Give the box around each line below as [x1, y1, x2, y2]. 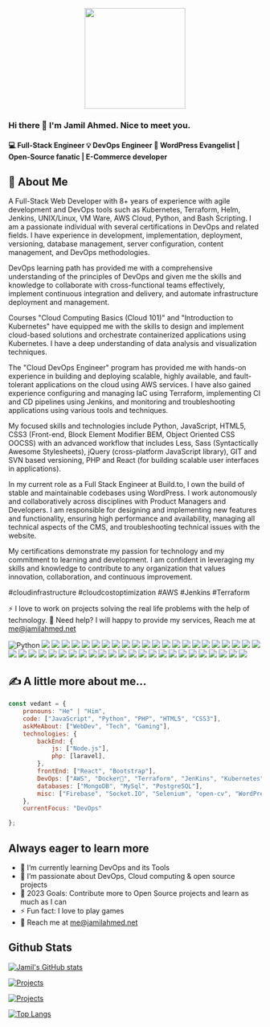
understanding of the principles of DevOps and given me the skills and [8, 272, 242, 282]
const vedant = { [8, 700, 67, 708]
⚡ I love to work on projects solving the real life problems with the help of [8, 604, 251, 613]
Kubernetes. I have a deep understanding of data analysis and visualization [8, 339, 257, 349]
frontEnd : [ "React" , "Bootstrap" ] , [37, 767, 157, 776]
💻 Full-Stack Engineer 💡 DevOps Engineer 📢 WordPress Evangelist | [8, 140, 240, 150]
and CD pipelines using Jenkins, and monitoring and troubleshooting [8, 397, 235, 406]
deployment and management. [8, 298, 110, 307]
